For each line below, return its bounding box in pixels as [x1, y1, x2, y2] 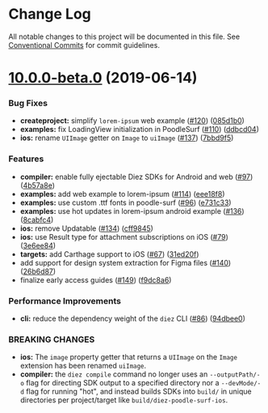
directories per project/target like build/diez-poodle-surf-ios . [19, 395, 228, 405]
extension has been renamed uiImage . [19, 361, 147, 371]
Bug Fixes [8, 98, 48, 109]
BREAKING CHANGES [8, 334, 95, 345]
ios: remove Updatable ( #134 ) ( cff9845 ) [19, 224, 153, 233]
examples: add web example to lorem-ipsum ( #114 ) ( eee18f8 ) [19, 189, 225, 198]
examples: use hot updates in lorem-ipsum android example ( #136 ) [19, 206, 245, 215]
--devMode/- [220, 380, 262, 388]
